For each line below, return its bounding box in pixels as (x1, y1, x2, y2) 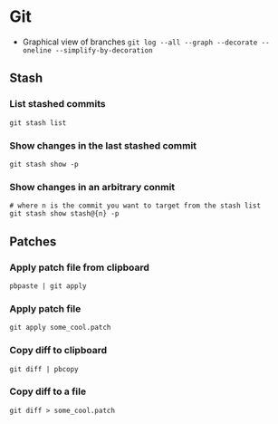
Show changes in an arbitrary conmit (9, 180, 176, 193)
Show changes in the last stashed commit (9, 139, 197, 151)
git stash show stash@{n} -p (9, 209, 120, 218)
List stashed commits (9, 98, 106, 111)
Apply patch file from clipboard (9, 261, 149, 274)
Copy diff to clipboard (9, 344, 107, 357)
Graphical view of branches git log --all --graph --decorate (22, 36, 258, 47)
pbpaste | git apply (9, 281, 88, 291)
